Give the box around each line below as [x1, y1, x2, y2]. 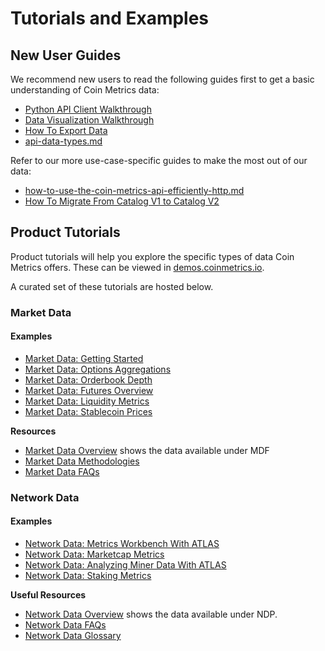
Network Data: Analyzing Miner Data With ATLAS [24, 559, 227, 571]
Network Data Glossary [24, 630, 122, 642]
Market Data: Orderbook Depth [24, 373, 153, 386]
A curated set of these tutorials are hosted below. [10, 280, 214, 292]
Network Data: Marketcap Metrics [24, 548, 165, 561]
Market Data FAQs [24, 465, 100, 477]
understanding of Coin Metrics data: [10, 84, 160, 96]
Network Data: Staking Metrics [24, 570, 152, 582]
